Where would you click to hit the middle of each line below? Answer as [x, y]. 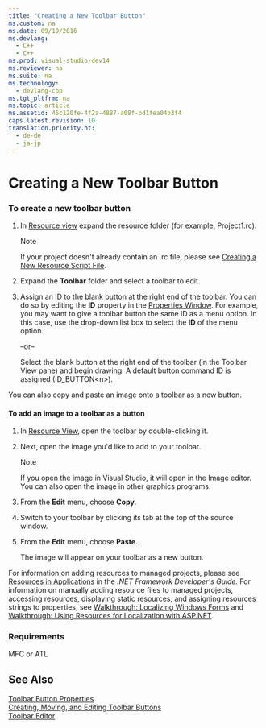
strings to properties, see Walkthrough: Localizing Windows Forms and [126, 607]
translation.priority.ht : [52, 128]
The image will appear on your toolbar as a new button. [112, 557]
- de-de [29, 135]
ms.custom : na [32, 23]
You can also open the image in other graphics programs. [115, 486]
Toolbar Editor [32, 716]
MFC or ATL [28, 654]
